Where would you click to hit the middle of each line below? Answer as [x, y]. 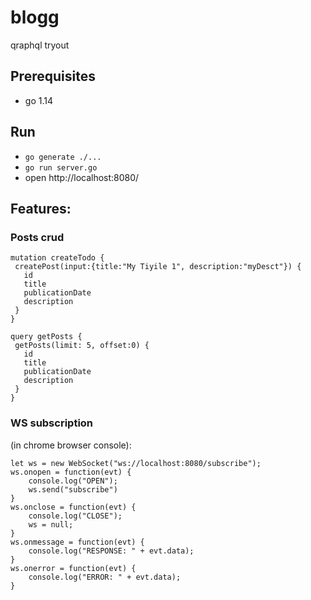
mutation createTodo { [57, 258]
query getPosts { [46, 337]
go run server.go [61, 167]
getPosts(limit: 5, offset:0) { [82, 346]
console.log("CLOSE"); [75, 516]
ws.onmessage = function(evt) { [77, 542]
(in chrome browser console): [71, 445]
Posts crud [37, 237]
